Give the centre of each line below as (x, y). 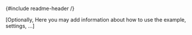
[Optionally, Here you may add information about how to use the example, (96, 20)
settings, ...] (20, 26)
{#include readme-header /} (40, 8)
